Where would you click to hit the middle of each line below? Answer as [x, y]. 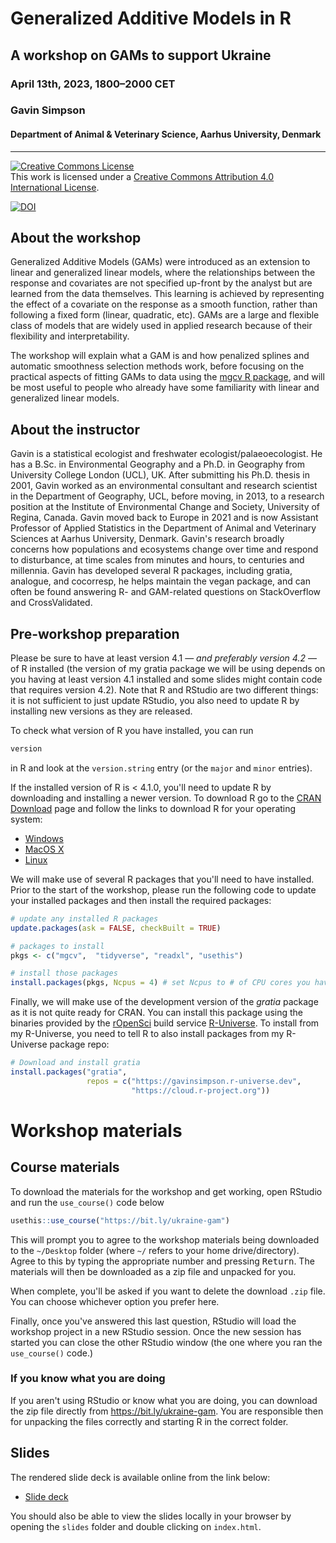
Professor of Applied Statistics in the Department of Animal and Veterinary [163, 528]
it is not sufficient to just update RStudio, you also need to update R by [155, 701]
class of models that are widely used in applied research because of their [161, 326]
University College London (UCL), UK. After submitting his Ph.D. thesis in [160, 475]
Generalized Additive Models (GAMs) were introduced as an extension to [160, 262]
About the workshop [76, 238]
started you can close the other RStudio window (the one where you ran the [166, 1342]
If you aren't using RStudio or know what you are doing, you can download [164, 1400]
